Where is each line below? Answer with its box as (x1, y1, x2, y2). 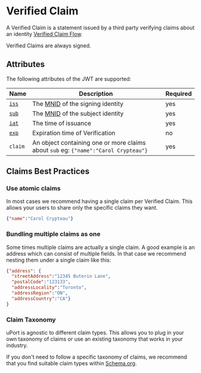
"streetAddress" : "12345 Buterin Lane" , (11, 274, 111, 280)
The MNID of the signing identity (32, 99, 124, 108)
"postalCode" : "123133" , (11, 279, 71, 285)
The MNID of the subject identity (32, 109, 124, 117)
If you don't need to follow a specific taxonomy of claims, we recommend (6, 353, 187, 360)
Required (165, 89, 192, 98)
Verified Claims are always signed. (6, 42, 92, 49)
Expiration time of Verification (32, 129, 115, 137)
